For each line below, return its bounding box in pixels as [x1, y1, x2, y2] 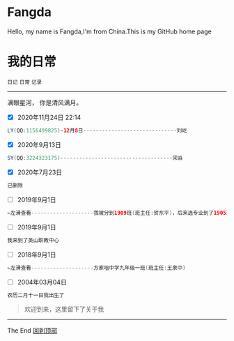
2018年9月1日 [17, 250, 56, 259]
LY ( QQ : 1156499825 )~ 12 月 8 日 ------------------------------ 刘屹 [7, 127, 187, 134]
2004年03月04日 [17, 278, 68, 286]
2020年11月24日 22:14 [17, 113, 81, 121]
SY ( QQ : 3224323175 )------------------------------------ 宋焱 [7, 154, 183, 161]
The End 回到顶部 [7, 326, 58, 335]
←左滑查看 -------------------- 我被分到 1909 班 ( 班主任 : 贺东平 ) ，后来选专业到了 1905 [7, 209, 226, 216]
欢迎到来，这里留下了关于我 [24, 305, 104, 314]
